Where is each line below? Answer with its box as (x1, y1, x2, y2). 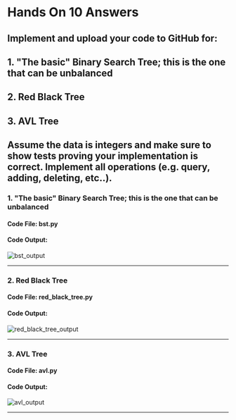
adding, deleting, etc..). (7, 172, 112, 184)
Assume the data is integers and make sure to (7, 139, 212, 152)
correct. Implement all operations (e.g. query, (7, 161, 211, 173)
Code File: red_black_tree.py (7, 293, 93, 302)
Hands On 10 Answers (7, 4, 139, 20)
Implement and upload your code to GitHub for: (7, 32, 218, 44)
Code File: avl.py (7, 366, 58, 375)
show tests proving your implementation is (7, 150, 199, 162)
